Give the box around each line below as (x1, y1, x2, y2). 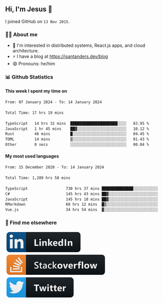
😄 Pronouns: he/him (12, 61, 55, 67)
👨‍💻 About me (5, 31, 38, 38)
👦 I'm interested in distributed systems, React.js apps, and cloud (12, 42, 145, 48)
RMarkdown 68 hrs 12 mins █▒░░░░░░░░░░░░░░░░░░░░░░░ (5, 202, 158, 207)
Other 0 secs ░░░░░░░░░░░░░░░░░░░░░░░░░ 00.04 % (5, 142, 149, 147)
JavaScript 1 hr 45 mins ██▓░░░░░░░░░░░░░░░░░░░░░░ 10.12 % (5, 126, 149, 131)
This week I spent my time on (5, 88, 68, 94)
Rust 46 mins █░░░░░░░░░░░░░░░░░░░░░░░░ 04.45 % (5, 131, 149, 136)
